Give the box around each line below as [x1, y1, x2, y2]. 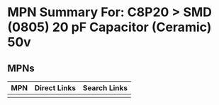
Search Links [82, 83, 128, 92]
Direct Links [34, 83, 77, 92]
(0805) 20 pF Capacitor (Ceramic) [7, 19, 212, 35]
